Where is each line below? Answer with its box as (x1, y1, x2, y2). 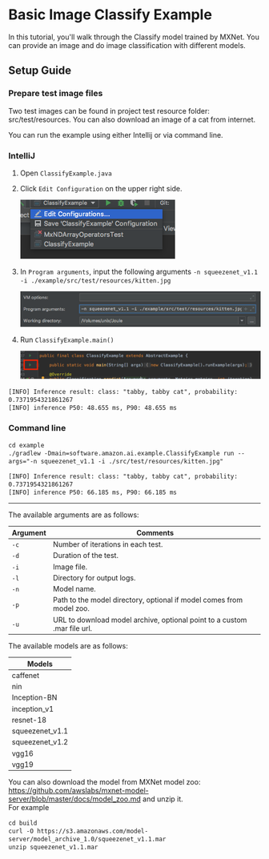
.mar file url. (53, 623, 93, 633)
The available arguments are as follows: (8, 510, 139, 520)
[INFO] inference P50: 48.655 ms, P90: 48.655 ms (8, 404, 178, 412)
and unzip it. (143, 794, 184, 804)
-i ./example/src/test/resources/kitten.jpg (19, 276, 171, 285)
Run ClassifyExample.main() (19, 335, 114, 344)
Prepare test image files (8, 88, 103, 99)
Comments (135, 528, 175, 537)
